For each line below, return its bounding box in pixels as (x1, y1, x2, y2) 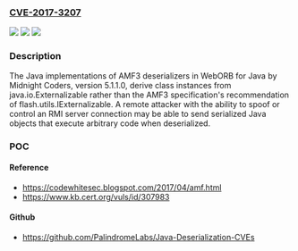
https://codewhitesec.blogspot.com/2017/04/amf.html (21, 181, 222, 193)
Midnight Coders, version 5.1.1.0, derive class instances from (9, 79, 232, 90)
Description (9, 50, 62, 63)
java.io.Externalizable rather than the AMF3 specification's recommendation (9, 89, 289, 100)
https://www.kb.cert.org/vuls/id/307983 (21, 191, 170, 202)
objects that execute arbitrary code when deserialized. (9, 118, 211, 129)
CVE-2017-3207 (9, 6, 82, 19)
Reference (9, 163, 49, 173)
